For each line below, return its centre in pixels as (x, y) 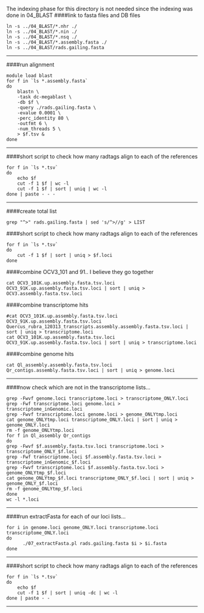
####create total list (32, 211)
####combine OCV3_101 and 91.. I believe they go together (80, 272)
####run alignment (30, 64)
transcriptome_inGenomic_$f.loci (49, 462)
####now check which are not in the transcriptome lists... (78, 387)
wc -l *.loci (23, 499)
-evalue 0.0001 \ (39, 113)
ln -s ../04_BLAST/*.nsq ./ (42, 37)
